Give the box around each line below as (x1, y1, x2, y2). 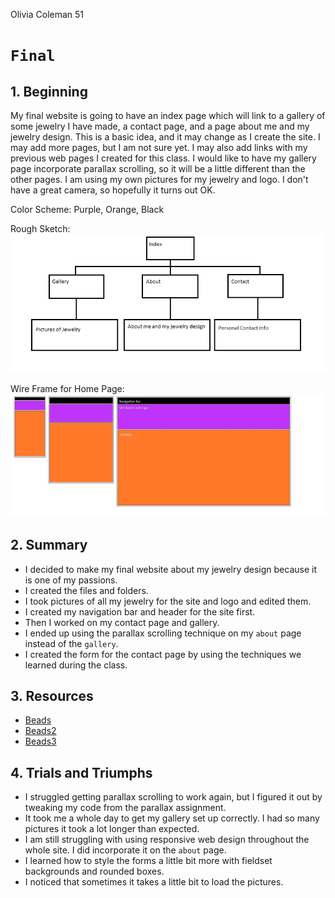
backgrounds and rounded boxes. (24, 865, 165, 878)
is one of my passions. (24, 574, 118, 586)
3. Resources (10, 687, 94, 704)
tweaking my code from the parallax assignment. (24, 802, 227, 814)
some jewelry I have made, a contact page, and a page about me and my (10, 120, 310, 132)
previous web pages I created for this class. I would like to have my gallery (10, 152, 317, 164)
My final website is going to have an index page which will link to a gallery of (10, 110, 326, 121)
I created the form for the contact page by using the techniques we (24, 648, 302, 660)
